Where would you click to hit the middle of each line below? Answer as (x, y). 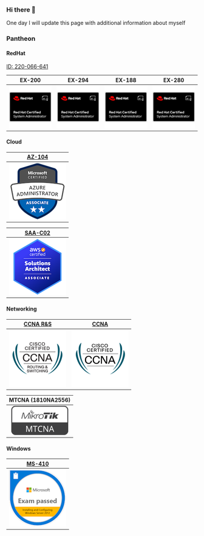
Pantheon (21, 39)
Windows (19, 448)
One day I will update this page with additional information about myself (96, 23)
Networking (22, 309)
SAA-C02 (37, 233)
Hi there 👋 (21, 10)
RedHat (16, 53)
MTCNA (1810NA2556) (40, 400)
